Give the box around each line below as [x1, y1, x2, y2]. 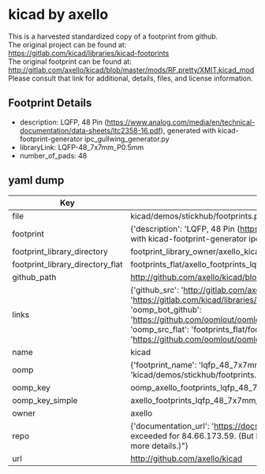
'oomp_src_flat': [129, 323, 189, 334]
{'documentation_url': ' [129, 420, 215, 431]
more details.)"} [129, 440, 188, 451]
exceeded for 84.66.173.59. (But [129, 430, 254, 441]
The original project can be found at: [8, 39, 127, 49]
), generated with [160, 125, 217, 135]
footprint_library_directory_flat [12, 259, 123, 270]
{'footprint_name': [129, 359, 197, 370]
